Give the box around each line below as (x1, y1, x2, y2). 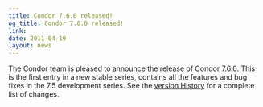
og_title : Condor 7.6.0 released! (8, 19, 125, 27)
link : (8, 27, 27, 35)
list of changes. (8, 89, 60, 99)
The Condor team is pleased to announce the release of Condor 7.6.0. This (8, 64, 256, 73)
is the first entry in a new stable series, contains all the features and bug (8, 72, 248, 82)
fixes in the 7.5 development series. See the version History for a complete (8, 81, 255, 91)
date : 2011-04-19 (8, 34, 67, 43)
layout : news (8, 42, 52, 50)
